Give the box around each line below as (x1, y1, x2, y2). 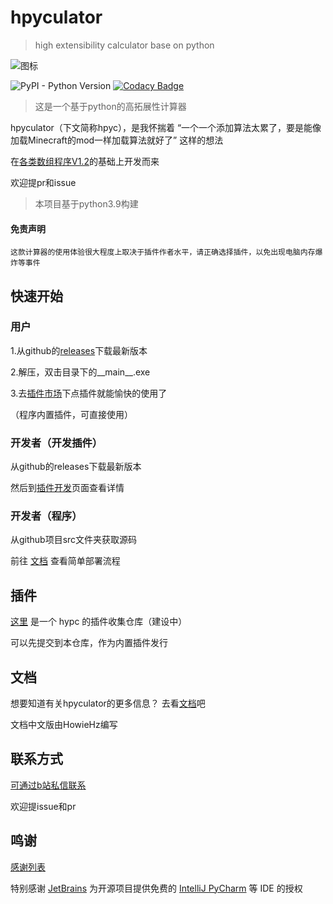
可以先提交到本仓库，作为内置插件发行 (10, 637, 168, 649)
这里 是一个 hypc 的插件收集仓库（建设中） (10, 616, 188, 628)
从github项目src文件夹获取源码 (10, 534, 138, 546)
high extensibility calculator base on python (34, 39, 215, 51)
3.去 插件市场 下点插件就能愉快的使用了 (10, 387, 168, 399)
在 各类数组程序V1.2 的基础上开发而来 (10, 155, 160, 167)
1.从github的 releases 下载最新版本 (10, 344, 148, 356)
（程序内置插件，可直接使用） (10, 408, 133, 420)
